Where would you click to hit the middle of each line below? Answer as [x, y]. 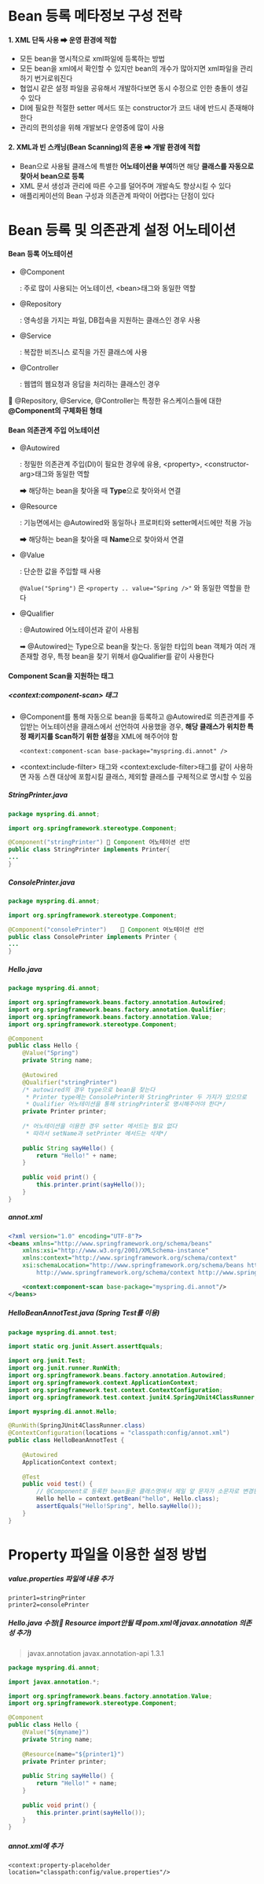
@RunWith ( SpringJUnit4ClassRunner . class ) [77, 1426]
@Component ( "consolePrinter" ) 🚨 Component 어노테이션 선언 [106, 929]
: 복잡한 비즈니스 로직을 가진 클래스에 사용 [83, 351]
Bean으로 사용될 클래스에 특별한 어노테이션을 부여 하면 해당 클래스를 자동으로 [136, 166]
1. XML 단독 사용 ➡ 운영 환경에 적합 [62, 39]
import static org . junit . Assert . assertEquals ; [86, 1347]
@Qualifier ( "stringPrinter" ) [70, 1082]
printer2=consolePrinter [49, 1605]
